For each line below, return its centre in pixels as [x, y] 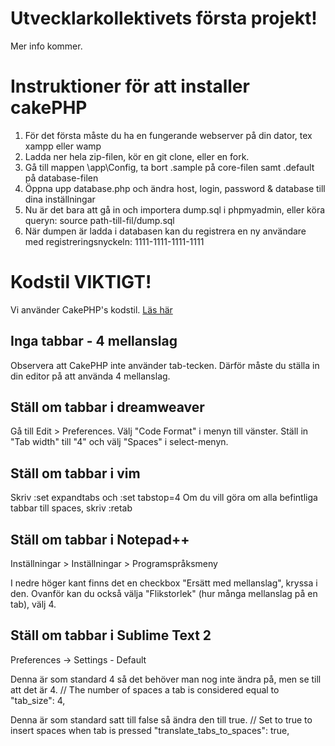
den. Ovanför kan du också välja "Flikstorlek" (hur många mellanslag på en [164, 594]
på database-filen [61, 178]
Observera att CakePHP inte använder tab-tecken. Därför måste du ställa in [165, 365]
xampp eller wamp [63, 146]
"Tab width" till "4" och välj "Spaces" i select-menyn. [119, 442]
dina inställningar [60, 199]
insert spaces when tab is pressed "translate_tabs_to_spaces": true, [150, 730]
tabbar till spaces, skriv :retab [71, 508]
